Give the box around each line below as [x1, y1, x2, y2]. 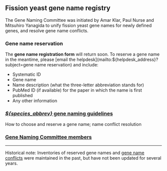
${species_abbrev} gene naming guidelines [5, 110, 113, 117]
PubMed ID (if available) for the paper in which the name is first [12, 87, 143, 93]
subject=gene [5, 62, 34, 68]
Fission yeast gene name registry [5, 4, 111, 12]
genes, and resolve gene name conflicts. [5, 27, 88, 34]
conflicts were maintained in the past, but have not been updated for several [5, 155, 162, 161]
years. [5, 160, 18, 166]
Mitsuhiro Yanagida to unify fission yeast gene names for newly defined [5, 22, 152, 28]
